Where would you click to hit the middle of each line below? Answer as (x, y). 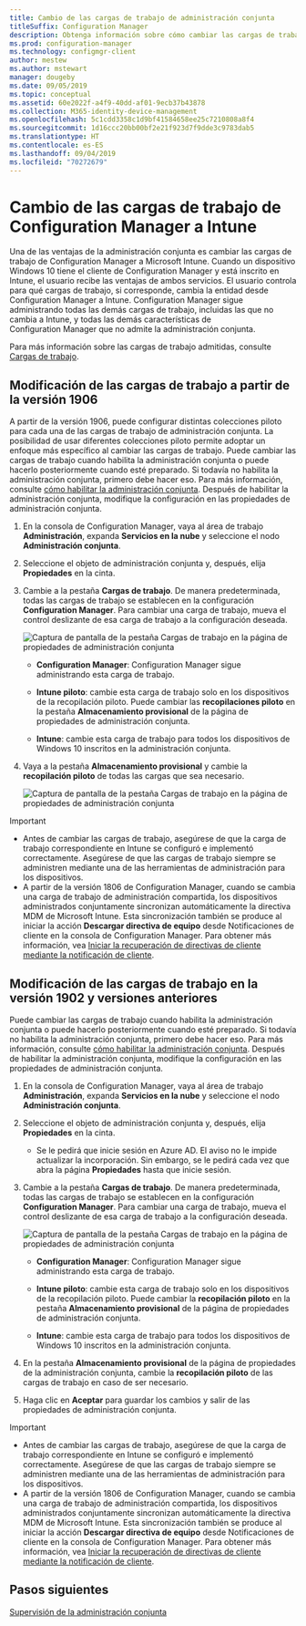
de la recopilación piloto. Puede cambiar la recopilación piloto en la (163, 1299)
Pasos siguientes (59, 1590)
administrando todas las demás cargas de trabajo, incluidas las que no (142, 310)
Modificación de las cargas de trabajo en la (134, 984)
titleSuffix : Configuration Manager (79, 26)
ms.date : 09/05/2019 (49, 86)
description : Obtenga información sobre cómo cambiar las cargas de (142, 35)
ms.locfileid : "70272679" (58, 162)
